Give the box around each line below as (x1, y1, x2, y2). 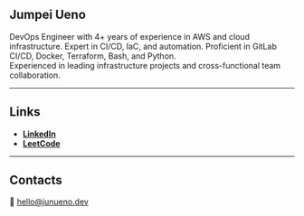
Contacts (9, 173, 63, 188)
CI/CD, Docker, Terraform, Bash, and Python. (9, 50, 176, 61)
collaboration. (9, 70, 61, 80)
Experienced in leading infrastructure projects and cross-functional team (9, 60, 281, 70)
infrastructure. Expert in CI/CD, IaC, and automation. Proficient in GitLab (9, 41, 278, 52)
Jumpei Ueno (9, 7, 86, 23)
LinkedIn (22, 128, 56, 139)
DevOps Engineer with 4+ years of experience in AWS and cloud (9, 31, 251, 42)
